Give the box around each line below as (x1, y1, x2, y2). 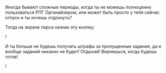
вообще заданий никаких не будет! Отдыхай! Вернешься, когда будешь (5, 49, 157, 54)
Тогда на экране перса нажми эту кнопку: (5, 24, 95, 30)
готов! (5, 54, 18, 60)
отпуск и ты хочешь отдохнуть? (5, 15, 72, 20)
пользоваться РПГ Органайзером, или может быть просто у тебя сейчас (5, 9, 160, 15)
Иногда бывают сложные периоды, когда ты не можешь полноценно (5, 4, 152, 10)
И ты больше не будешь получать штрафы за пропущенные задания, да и (5, 43, 162, 49)
